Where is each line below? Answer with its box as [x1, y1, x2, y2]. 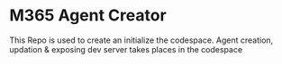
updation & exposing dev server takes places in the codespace [9, 44, 243, 54]
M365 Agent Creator [9, 5, 167, 26]
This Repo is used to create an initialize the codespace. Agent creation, [9, 35, 274, 45]
